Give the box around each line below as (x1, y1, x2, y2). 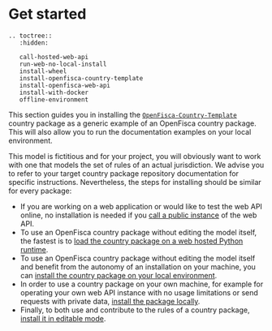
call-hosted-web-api (19, 53, 89, 61)
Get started (8, 5, 87, 24)
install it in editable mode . (19, 313, 106, 323)
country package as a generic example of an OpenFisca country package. (8, 118, 257, 128)
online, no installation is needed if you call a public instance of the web (19, 210, 257, 220)
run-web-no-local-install (19, 60, 107, 68)
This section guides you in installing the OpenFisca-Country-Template (8, 110, 237, 119)
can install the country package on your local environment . (19, 270, 218, 280)
